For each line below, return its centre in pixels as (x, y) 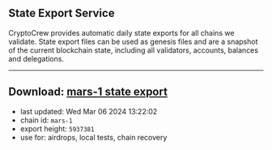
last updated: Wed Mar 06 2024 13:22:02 (89, 111)
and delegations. (36, 58)
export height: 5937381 (57, 128)
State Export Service (62, 13)
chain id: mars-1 (46, 120)
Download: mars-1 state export (88, 92)
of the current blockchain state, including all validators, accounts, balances (134, 50)
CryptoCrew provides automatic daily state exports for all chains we (121, 32)
